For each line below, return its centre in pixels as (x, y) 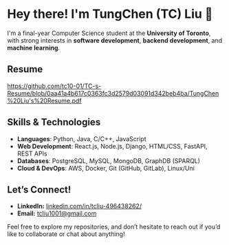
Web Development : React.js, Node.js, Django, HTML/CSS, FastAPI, (112, 146)
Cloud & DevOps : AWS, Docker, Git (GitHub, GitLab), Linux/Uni (106, 168)
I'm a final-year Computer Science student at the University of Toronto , (109, 33)
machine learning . (34, 47)
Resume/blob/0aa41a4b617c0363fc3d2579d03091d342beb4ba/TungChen (113, 93)
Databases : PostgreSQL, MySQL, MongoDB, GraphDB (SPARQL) (109, 160)
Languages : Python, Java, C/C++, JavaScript (81, 139)
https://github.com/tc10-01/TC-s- (54, 86)
